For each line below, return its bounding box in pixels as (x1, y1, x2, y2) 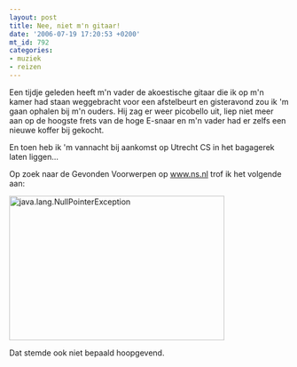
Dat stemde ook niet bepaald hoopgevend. (9, 347, 165, 358)
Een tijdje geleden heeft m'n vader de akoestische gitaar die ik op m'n (9, 86, 264, 98)
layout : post (9, 12, 58, 22)
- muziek (9, 54, 42, 63)
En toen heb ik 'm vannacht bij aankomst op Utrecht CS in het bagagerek (9, 141, 275, 152)
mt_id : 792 (9, 37, 50, 47)
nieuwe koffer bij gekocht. (9, 124, 105, 135)
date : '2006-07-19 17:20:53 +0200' (9, 29, 141, 38)
